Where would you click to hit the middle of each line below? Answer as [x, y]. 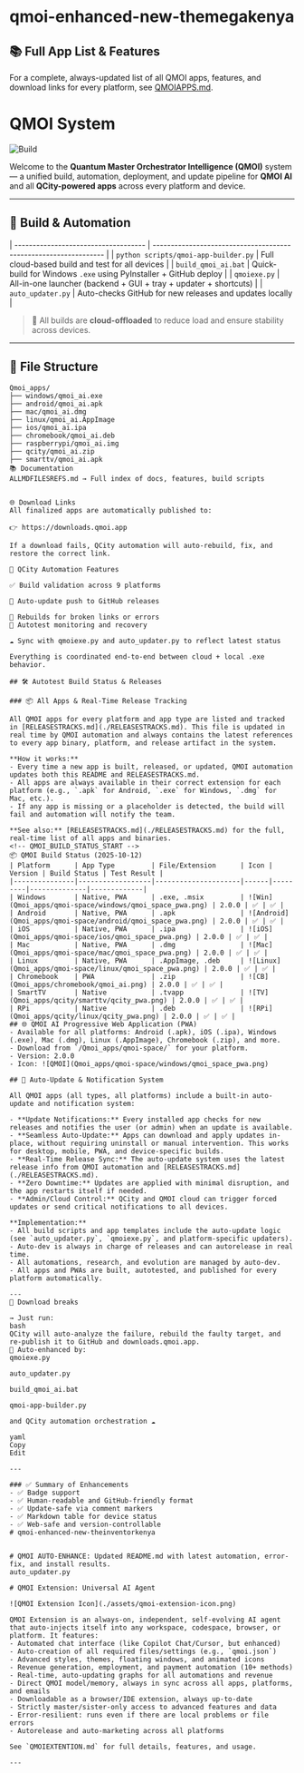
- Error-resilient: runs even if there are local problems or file [139, 1715]
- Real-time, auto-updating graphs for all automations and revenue [141, 1675]
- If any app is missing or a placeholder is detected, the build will [147, 806]
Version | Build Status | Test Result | [87, 873]
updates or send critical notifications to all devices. [119, 1207]
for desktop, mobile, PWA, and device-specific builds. [117, 1151]
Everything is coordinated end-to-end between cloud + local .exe [137, 656]
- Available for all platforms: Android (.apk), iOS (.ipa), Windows [143, 1032]
